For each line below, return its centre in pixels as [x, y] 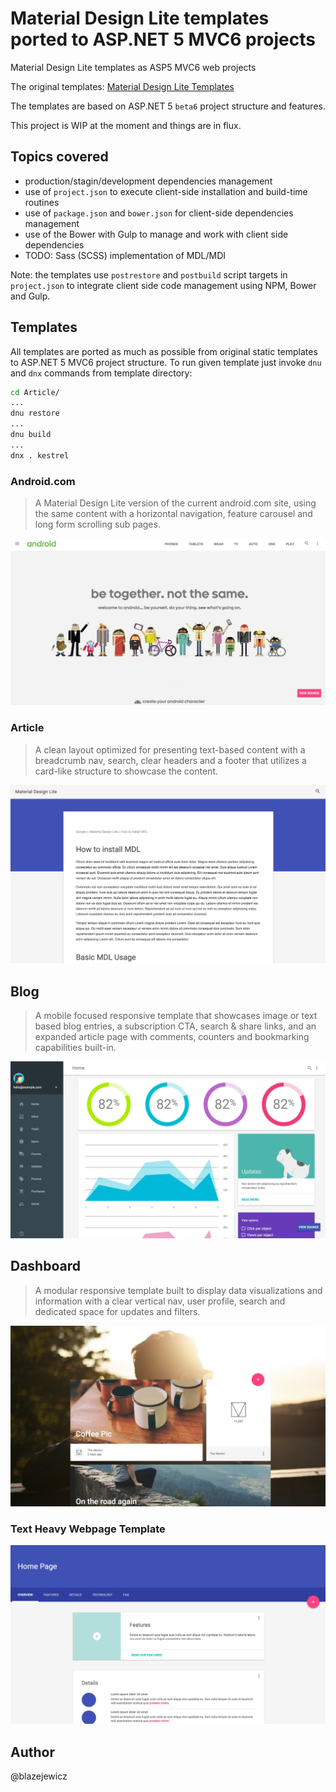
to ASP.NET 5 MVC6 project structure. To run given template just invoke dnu [166, 362]
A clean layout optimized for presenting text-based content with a [170, 749]
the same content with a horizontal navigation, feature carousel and [173, 513]
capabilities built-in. [75, 1048]
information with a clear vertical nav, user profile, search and [160, 1301]
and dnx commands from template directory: [101, 373]
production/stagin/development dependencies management [148, 181]
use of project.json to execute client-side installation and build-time [166, 191]
